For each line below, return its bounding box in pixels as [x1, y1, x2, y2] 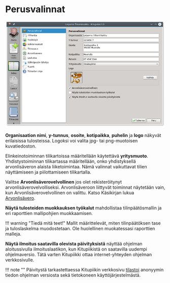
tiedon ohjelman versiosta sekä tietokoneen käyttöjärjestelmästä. [5, 272, 141, 278]
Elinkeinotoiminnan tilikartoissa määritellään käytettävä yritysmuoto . [5, 153, 149, 159]
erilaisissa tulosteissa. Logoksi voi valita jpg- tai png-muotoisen [5, 137, 138, 144]
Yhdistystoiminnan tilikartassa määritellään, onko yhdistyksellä [5, 158, 136, 164]
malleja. [5, 231, 22, 237]
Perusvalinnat [5, 4, 65, 15]
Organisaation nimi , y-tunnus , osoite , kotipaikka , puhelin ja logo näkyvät [5, 132, 161, 138]
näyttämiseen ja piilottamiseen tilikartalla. [5, 169, 91, 175]
